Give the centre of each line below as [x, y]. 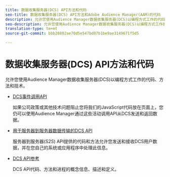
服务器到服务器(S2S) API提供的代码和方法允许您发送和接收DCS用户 [83, 141]
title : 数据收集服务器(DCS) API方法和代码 [46, 10]
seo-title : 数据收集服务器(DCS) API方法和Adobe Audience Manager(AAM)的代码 [83, 15]
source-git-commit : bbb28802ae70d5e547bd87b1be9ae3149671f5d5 [72, 33]
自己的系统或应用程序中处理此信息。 [72, 148]
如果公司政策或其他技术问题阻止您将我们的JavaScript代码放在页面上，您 [88, 107]
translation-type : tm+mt [31, 29]
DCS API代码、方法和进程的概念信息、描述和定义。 [66, 169]
